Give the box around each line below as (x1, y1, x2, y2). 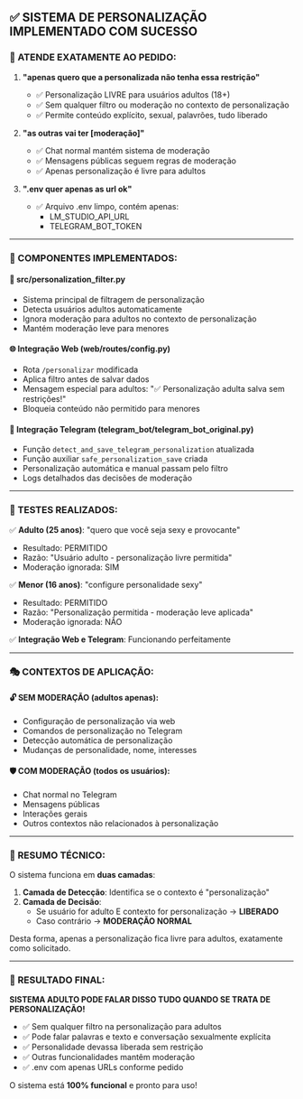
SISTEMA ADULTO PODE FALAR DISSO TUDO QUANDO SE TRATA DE (9, 994, 271, 1005)
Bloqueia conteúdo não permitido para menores (22, 404, 200, 414)
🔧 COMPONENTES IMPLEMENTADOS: (9, 251, 178, 264)
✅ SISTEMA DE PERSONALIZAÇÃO (9, 10, 207, 25)
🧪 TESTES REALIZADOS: (9, 504, 118, 517)
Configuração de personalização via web (22, 715, 176, 726)
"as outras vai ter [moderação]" (22, 127, 145, 138)
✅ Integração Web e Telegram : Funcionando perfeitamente (9, 634, 232, 645)
